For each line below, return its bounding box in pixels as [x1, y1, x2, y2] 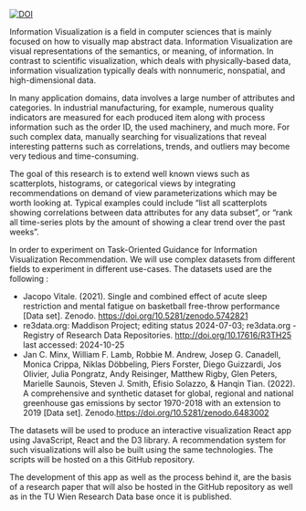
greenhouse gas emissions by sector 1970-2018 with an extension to [22, 398, 281, 408]
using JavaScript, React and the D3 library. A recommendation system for [9, 434, 287, 445]
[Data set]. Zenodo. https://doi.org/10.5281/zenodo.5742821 [22, 310, 248, 321]
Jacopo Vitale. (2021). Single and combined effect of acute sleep [22, 291, 268, 301]
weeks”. [9, 226, 39, 237]
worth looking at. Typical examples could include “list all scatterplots [9, 197, 268, 208]
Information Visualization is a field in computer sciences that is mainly [9, 26, 272, 36]
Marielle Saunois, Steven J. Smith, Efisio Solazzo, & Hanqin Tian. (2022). [22, 379, 296, 389]
